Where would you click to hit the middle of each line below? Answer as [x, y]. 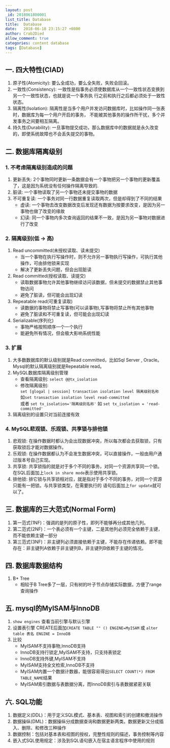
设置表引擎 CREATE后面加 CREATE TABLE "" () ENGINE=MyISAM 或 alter [85, 628]
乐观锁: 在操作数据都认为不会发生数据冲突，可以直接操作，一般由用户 [85, 453]
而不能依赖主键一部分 [35, 535]
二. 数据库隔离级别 [34, 152]
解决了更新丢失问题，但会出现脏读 [56, 270]
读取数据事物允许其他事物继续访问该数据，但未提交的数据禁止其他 [89, 282]
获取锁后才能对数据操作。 [39, 447]
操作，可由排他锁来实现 [45, 263]
